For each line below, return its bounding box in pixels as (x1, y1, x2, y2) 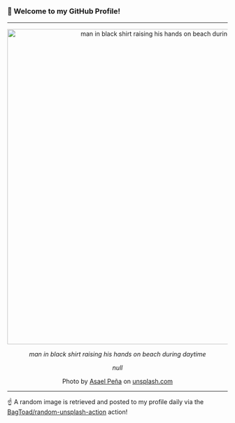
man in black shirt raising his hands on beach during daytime (29, 350, 206, 359)
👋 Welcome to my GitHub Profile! (7, 6, 121, 16)
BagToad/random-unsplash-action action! (7, 408, 128, 416)
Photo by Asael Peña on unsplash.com (62, 377, 173, 386)
